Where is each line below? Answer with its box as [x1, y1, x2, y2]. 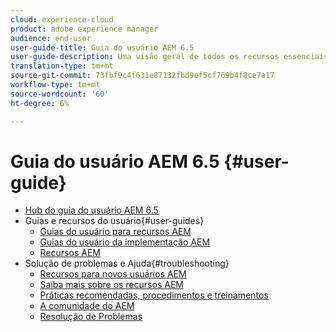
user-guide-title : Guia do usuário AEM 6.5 [10, 42, 195, 53]
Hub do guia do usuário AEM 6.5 [24, 204, 159, 216]
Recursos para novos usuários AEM [39, 268, 187, 280]
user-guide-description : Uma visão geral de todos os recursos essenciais [10, 52, 329, 62]
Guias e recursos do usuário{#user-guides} [24, 215, 205, 227]
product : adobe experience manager [10, 24, 159, 34]
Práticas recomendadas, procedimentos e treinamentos [39, 289, 269, 301]
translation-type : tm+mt [10, 61, 114, 71]
